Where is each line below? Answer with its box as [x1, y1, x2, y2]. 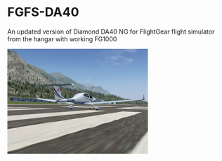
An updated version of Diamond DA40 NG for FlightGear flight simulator [7, 27, 215, 36]
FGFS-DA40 [7, 4, 79, 20]
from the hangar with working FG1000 [7, 34, 117, 43]
